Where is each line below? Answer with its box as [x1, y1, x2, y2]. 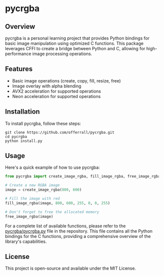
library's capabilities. [5, 238, 47, 244]
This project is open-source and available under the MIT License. [5, 265, 136, 271]
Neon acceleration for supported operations [12, 93, 101, 99]
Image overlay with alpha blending [12, 83, 82, 89]
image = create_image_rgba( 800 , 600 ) [5, 187, 82, 193]
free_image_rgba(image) [5, 214, 54, 219]
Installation [5, 108, 40, 116]
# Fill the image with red [5, 196, 60, 201]
